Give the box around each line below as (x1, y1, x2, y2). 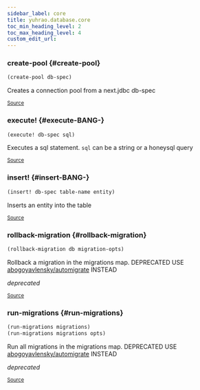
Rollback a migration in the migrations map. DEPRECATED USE (7, 258, 184, 266)
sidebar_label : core (7, 10, 67, 17)
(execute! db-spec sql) (7, 131, 76, 138)
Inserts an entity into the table (7, 201, 92, 209)
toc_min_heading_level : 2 (7, 23, 81, 30)
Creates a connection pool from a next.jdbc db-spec (7, 87, 156, 95)
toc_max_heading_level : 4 (7, 29, 81, 36)
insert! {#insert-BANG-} (7, 173, 90, 182)
